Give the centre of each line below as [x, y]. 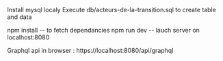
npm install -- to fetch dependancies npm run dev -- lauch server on [104, 30]
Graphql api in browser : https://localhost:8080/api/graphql [90, 50]
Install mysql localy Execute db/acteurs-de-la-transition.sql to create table [112, 10]
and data [19, 17]
